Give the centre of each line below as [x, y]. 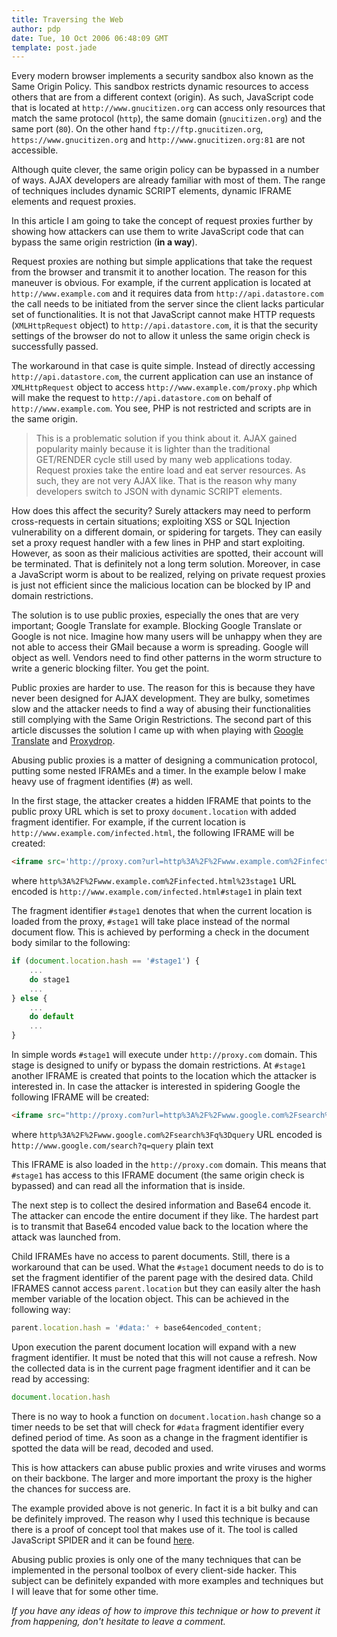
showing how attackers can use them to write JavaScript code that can [157, 232]
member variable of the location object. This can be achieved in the [150, 1298]
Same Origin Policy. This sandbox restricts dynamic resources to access [160, 87]
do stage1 [50, 979]
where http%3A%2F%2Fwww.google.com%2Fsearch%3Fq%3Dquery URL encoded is [167, 1134]
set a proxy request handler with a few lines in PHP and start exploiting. [158, 543]
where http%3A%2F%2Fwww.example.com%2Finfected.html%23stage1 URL [154, 881]
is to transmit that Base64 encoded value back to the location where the [160, 1226]
